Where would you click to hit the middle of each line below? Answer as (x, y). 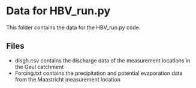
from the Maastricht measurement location (68, 79)
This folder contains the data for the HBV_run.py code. (73, 27)
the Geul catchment (39, 67)
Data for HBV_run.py (58, 11)
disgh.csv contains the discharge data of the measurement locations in (102, 60)
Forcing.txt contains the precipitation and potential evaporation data (99, 73)
